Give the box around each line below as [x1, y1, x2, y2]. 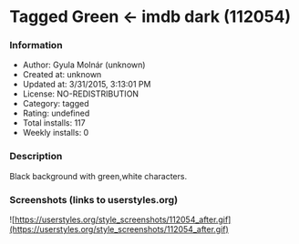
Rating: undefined [22, 107, 90, 119]
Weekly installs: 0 [22, 127, 89, 138]
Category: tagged [22, 98, 89, 109]
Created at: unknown [22, 69, 102, 80]
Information [9, 39, 63, 52]
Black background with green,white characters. [9, 170, 188, 181]
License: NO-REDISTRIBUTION [22, 88, 139, 99]
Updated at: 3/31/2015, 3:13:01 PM [22, 79, 151, 90]
